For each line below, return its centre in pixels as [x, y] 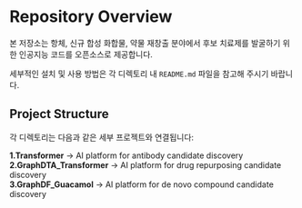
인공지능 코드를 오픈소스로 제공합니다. [86, 54]
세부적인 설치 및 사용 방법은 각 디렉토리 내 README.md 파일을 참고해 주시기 [139, 74]
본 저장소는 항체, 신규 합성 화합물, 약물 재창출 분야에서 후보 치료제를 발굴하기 [145, 43]
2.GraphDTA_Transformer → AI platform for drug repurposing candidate [146, 164]
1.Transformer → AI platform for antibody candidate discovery [126, 155]
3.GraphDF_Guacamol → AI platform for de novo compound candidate [142, 184]
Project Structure [59, 114]
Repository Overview [91, 17]
